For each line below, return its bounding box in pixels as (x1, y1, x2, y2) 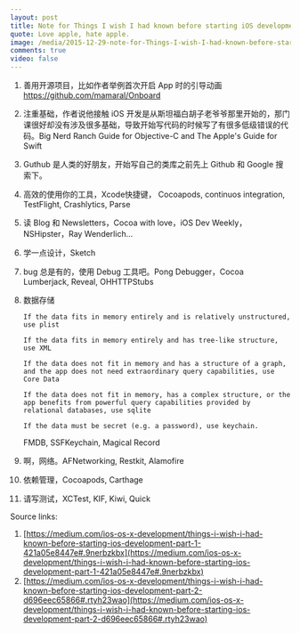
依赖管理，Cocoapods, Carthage (22, 475, 143, 485)
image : (10, 37, 35, 47)
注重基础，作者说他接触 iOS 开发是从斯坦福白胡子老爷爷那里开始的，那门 (22, 109, 290, 118)
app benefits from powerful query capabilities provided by (22, 398, 251, 407)
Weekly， (211, 217, 247, 228)
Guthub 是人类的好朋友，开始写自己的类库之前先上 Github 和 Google (22, 159, 274, 169)
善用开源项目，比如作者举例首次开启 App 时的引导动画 (22, 80, 223, 90)
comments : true (10, 46, 67, 55)
